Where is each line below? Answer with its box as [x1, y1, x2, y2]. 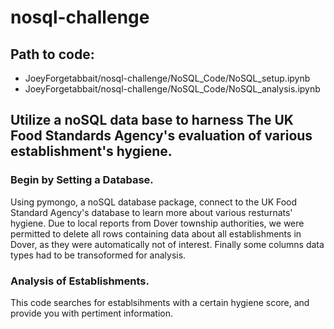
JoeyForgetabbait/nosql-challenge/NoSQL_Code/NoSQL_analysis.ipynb [24, 83, 321, 95]
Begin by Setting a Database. [10, 173, 154, 187]
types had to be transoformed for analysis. [10, 249, 187, 261]
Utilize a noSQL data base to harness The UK [10, 112, 294, 129]
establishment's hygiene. [10, 143, 173, 160]
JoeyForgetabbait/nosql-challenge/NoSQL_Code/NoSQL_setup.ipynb [24, 72, 311, 84]
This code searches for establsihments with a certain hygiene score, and [10, 296, 310, 308]
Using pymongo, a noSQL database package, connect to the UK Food [10, 196, 298, 208]
